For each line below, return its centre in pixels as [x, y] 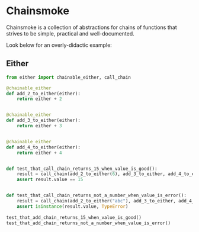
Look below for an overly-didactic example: [59, 45]
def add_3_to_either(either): [44, 120]
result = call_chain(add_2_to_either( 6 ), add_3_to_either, [91, 174]
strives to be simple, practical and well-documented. [70, 33]
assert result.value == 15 [50, 180]
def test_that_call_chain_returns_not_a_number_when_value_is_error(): [96, 196]
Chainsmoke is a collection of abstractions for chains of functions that [92, 27]
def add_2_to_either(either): [44, 94]
